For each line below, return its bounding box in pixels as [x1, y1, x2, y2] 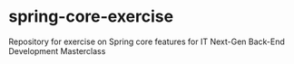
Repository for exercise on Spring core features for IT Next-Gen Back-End [8, 36, 285, 47]
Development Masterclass [8, 45, 106, 56]
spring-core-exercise [8, 6, 174, 27]
